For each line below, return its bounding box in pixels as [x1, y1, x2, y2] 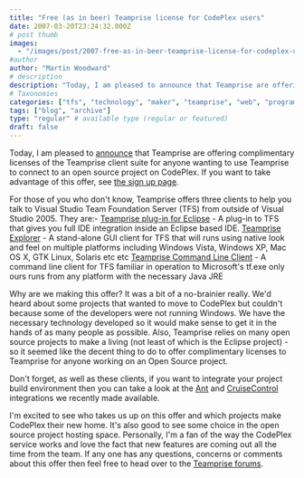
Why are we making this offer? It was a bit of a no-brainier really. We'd [9, 289, 271, 299]
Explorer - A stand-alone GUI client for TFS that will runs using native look [9, 233, 285, 243]
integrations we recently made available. [9, 393, 160, 403]
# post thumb [9, 30, 59, 39]
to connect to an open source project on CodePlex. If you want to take [9, 167, 271, 177]
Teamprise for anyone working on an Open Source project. [9, 356, 229, 367]
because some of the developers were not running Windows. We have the [9, 308, 286, 318]
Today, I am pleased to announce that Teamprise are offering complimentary [9, 148, 295, 158]
